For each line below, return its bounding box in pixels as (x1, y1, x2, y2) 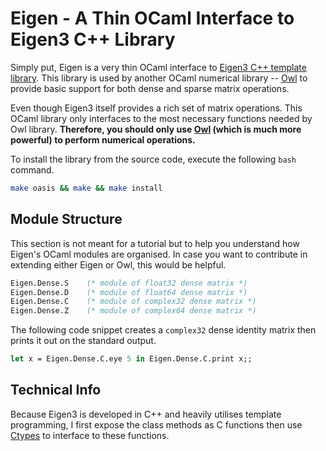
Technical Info (10, 382, 102, 399)
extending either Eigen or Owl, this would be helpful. (10, 258, 227, 271)
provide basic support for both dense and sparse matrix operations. (10, 82, 290, 94)
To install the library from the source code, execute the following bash (10, 153, 297, 165)
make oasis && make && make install (10, 183, 163, 193)
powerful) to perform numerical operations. (10, 133, 196, 146)
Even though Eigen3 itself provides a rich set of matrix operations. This (10, 102, 303, 114)
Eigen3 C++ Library (10, 28, 176, 51)
